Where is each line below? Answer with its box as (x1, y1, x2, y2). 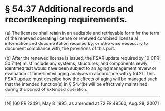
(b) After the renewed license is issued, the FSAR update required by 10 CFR (5, 55, 160, 61)
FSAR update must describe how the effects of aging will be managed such (5, 76, 158, 82)
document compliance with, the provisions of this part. (5, 45, 115, 51)
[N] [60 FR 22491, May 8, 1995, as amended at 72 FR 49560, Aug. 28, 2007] (5, 100, 159, 106)
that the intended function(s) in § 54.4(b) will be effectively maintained (5, 81, 148, 87)
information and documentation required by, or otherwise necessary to (5, 40, 148, 46)
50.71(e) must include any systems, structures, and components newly (5, 60, 148, 66)
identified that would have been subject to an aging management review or (5, 65, 157, 71)
